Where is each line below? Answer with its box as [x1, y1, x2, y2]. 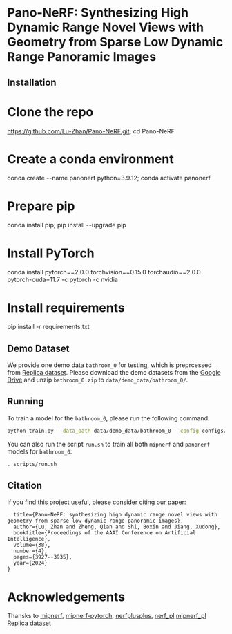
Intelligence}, [7, 536, 51, 543]
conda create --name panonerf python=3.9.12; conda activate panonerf [7, 174, 211, 183]
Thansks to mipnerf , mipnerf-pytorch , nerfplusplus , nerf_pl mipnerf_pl [7, 612, 207, 620]
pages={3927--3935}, [13, 554, 72, 561]
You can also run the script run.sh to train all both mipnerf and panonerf [7, 440, 211, 448]
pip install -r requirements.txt [7, 323, 90, 331]
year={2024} [13, 560, 48, 567]
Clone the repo [7, 104, 94, 120]
